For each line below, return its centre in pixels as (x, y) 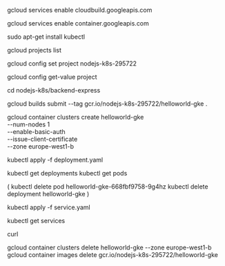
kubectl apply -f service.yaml (49, 207)
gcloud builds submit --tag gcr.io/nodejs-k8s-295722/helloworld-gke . (107, 104)
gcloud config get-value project (52, 77)
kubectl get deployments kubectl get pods (67, 173)
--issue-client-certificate (42, 139)
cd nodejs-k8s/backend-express (54, 90)
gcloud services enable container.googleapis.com (78, 23)
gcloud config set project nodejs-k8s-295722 (72, 64)
